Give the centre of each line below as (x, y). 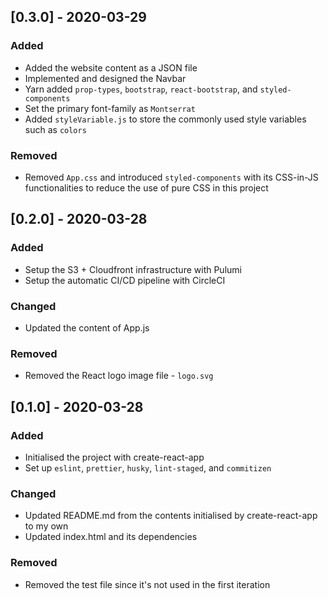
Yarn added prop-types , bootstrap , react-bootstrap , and (141, 89)
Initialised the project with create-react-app (114, 457)
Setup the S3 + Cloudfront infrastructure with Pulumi (133, 269)
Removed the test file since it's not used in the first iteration (147, 584)
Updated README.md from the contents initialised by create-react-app (171, 516)
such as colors (55, 129)
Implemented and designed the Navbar (105, 78)
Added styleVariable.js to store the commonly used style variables (165, 119)
